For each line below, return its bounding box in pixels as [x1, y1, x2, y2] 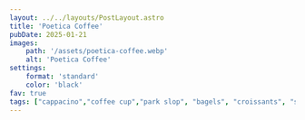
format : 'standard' [25, 72, 100, 81]
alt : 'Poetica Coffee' [25, 55, 112, 64]
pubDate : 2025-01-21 [9, 30, 88, 39]
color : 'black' [25, 80, 84, 89]
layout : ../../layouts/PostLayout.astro [9, 13, 165, 23]
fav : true [9, 88, 47, 97]
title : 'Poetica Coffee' [9, 22, 103, 31]
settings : [9, 64, 47, 73]
